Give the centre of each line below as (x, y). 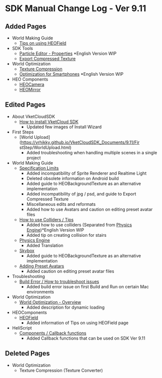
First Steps (23, 132)
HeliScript (22, 328)
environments (40, 292)
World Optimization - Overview (50, 302)
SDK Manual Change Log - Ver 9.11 (76, 8)
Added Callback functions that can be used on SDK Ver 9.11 (86, 338)
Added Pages (26, 26)
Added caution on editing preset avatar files (70, 271)
